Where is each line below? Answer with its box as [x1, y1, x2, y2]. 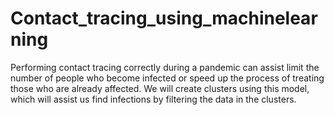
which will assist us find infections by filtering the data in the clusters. [10, 93, 297, 105]
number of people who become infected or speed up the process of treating [10, 72, 325, 84]
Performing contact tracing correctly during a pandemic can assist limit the [10, 61, 320, 73]
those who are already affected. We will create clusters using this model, [10, 82, 310, 94]
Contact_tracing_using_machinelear [10, 7, 318, 30]
